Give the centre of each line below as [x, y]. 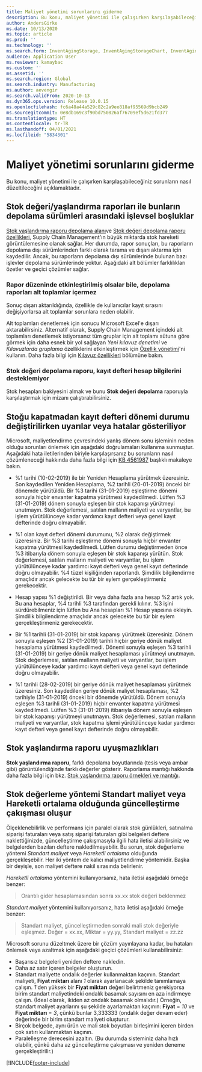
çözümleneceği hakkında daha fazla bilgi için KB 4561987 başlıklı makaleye [99, 460]
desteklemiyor [28, 378]
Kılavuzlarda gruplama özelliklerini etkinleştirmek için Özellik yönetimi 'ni [96, 349]
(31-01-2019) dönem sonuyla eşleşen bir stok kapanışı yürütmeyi [95, 504]
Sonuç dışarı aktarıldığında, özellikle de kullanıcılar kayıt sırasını [85, 305]
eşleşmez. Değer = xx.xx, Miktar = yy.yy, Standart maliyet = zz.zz [102, 932]
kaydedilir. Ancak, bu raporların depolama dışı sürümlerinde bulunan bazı [97, 256]
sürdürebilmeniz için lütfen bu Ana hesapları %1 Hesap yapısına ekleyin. [104, 610]
